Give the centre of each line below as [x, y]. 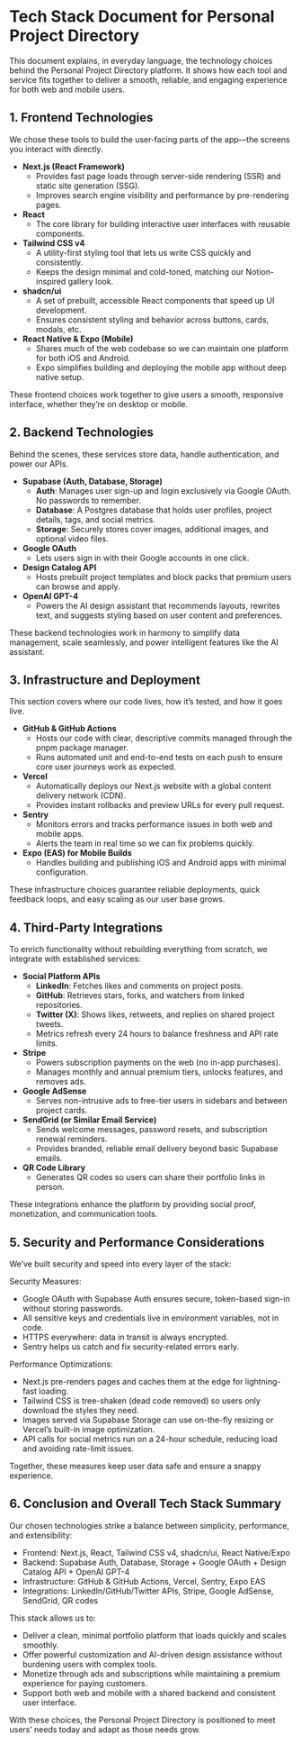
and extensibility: [41, 1535]
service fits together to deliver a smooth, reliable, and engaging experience [148, 79]
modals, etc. [59, 329]
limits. [47, 1043]
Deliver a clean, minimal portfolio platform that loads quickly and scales [155, 1635]
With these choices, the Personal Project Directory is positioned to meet [142, 1720]
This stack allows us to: [53, 1618]
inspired [51, 281]
